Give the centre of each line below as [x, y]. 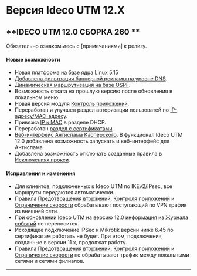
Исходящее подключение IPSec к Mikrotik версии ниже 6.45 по [94, 230]
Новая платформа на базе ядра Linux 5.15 [66, 73]
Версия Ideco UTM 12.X [65, 10]
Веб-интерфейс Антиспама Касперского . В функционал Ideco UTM [98, 135]
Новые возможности [33, 59]
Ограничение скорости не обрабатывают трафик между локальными [102, 255]
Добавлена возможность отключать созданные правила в [88, 154]
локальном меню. [37, 97]
